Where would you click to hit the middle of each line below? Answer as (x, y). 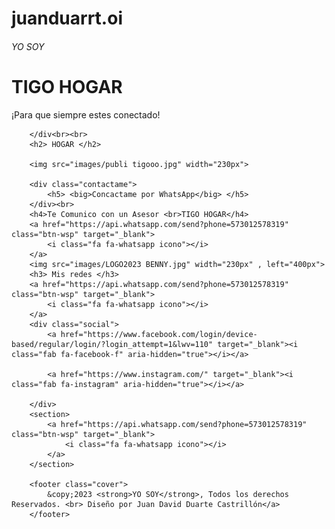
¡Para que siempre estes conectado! (86, 114)
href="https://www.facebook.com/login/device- (159, 334)
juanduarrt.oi (67, 18)
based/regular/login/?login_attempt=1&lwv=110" (112, 344)
